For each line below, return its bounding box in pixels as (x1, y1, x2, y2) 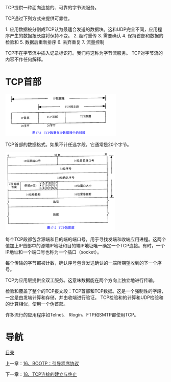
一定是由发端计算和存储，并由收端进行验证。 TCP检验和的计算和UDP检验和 (5, 294, 164, 301)
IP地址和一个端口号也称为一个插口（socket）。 (5, 249, 102, 255)
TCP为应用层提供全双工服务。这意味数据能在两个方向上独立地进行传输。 (5, 277, 157, 283)
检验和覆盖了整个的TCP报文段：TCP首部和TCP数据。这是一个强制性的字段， (5, 288, 166, 294)
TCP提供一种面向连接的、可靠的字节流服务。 (5, 5, 100, 10)
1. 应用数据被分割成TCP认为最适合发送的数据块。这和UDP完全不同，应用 (5, 26, 158, 32)
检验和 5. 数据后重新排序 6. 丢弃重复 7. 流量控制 (5, 39, 105, 45)
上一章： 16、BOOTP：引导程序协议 (5, 360, 79, 366)
